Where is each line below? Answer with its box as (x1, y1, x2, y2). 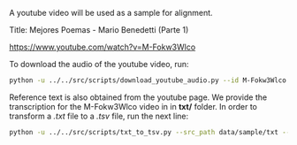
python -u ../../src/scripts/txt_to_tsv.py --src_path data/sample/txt (9, 127, 278, 136)
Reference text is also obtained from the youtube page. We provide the (9, 92, 268, 103)
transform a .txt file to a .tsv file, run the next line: (9, 111, 189, 121)
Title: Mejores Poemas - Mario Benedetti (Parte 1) (9, 25, 189, 34)
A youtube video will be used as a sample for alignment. (9, 8, 214, 18)
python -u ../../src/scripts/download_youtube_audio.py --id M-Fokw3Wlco (9, 76, 287, 85)
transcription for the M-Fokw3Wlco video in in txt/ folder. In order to (9, 101, 258, 111)
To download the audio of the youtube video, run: (9, 59, 189, 69)
